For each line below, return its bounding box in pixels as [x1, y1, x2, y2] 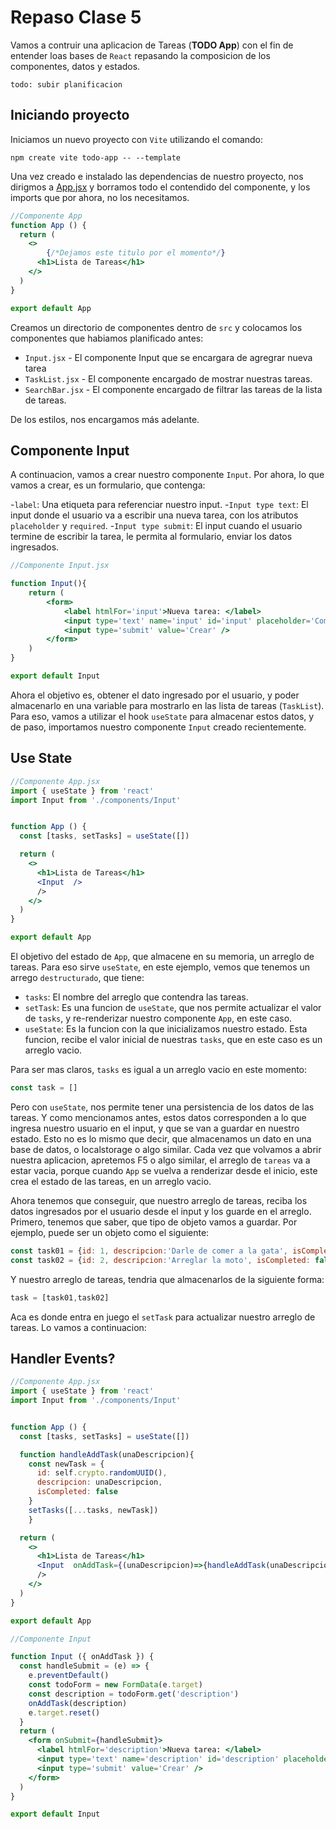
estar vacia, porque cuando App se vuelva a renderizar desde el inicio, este [10, 1164, 318, 1176]
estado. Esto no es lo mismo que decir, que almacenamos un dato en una [10, 1132, 312, 1145]
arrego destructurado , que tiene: [10, 972, 145, 983]
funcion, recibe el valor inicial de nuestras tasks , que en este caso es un [24, 1034, 323, 1045]
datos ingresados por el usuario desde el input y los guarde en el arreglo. [10, 1205, 312, 1217]
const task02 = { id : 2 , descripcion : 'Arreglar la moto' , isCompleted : [10, 1255, 311, 1265]
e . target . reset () [28, 1707, 101, 1718]
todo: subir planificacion [10, 79, 123, 90]
